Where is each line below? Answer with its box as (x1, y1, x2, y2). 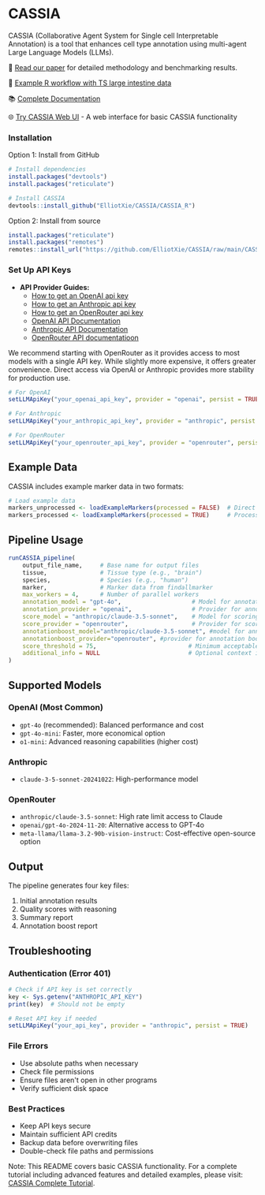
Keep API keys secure (19, 1121, 91, 1130)
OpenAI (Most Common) (8, 702, 104, 713)
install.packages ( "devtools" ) (8, 173, 108, 181)
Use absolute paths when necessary (19, 1058, 139, 1068)
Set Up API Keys (8, 265, 72, 276)
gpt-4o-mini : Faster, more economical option (19, 728, 166, 738)
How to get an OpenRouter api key (31, 307, 144, 317)
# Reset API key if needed (8, 1014, 97, 1022)
